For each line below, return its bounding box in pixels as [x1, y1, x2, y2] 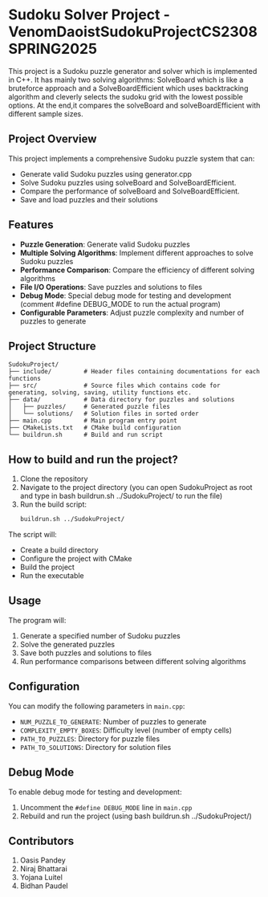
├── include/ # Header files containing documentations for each [8, 368, 261, 376]
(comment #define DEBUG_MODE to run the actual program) [19, 299, 221, 308]
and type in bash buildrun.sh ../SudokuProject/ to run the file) [19, 491, 223, 501]
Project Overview [8, 133, 97, 146]
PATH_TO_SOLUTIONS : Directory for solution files [19, 742, 172, 752]
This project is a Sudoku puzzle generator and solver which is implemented [8, 66, 258, 75]
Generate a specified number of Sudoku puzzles [19, 630, 181, 640]
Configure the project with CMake [19, 554, 132, 564]
